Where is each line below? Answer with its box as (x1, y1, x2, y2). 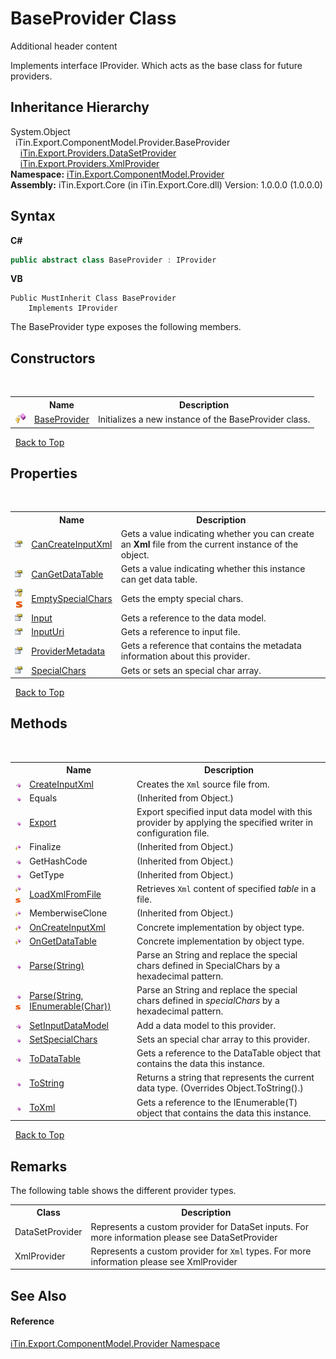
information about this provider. (120, 650, 251, 662)
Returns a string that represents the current (136, 1072, 315, 1084)
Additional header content (10, 40, 118, 52)
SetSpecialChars (29, 1033, 98, 1045)
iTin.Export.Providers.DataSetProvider (19, 147, 177, 159)
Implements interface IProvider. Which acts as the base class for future (10, 59, 303, 71)
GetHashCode (29, 855, 88, 867)
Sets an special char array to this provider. (136, 1033, 311, 1045)
